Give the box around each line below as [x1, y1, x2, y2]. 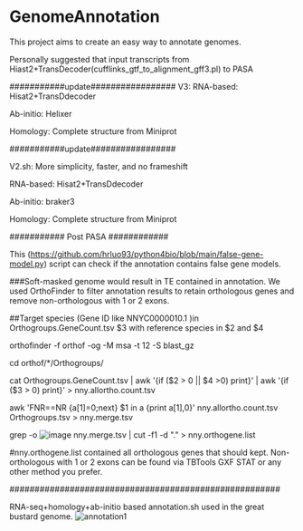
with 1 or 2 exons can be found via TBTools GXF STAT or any [56, 456, 282, 468]
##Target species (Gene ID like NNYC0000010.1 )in [9, 313, 199, 323]
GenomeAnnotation [9, 6, 160, 27]
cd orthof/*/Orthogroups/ [9, 357, 104, 368]
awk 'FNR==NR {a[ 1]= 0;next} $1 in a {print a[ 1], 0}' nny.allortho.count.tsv [9, 401, 279, 413]
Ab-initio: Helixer [9, 108, 72, 119]
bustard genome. [9, 510, 74, 522]
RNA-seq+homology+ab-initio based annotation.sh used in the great [9, 501, 265, 512]
